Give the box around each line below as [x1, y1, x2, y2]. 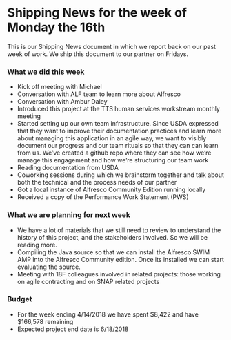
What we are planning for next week [7, 210, 131, 220]
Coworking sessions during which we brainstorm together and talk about [17, 171, 224, 179]
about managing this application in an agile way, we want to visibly [17, 134, 207, 142]
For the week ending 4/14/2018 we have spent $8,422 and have [17, 310, 199, 319]
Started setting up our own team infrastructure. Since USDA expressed [17, 120, 219, 128]
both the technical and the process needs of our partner [17, 178, 177, 187]
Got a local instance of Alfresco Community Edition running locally [17, 185, 206, 194]
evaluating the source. [17, 263, 81, 271]
